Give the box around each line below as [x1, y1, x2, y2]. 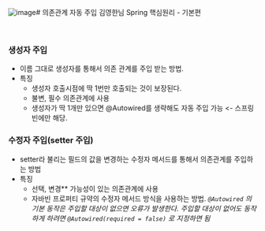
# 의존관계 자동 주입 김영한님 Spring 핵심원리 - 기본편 [35, 8, 202, 17]
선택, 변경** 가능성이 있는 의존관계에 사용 [31, 184, 159, 193]
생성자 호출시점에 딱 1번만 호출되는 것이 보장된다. [31, 84, 182, 93]
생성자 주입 [8, 44, 48, 55]
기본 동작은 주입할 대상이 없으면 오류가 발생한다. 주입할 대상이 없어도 [31, 203, 242, 213]
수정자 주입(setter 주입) [8, 135, 94, 146]
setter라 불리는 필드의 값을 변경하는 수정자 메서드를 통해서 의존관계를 [19, 154, 233, 164]
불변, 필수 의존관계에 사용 [31, 94, 110, 103]
